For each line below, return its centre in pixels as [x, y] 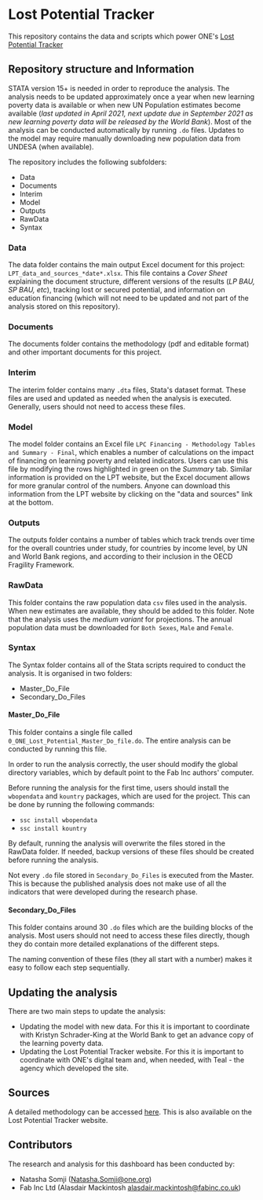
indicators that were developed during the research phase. [103, 892]
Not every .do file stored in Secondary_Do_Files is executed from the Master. [131, 875]
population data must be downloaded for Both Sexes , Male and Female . [121, 627]
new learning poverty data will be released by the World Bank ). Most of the [130, 121]
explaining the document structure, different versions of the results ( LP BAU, [131, 281]
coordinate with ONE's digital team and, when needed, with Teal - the [132, 1060]
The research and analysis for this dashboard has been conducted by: [122, 1164]
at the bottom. [31, 502]
